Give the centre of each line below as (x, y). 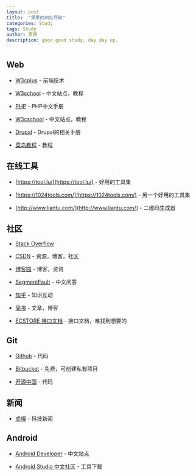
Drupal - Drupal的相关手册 (48, 132)
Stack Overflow (35, 243)
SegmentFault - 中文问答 (46, 282)
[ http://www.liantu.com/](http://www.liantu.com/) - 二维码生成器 (95, 208)
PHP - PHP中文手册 (39, 106)
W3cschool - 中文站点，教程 (51, 119)
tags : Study (21, 29)
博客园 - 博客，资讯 (39, 269)
